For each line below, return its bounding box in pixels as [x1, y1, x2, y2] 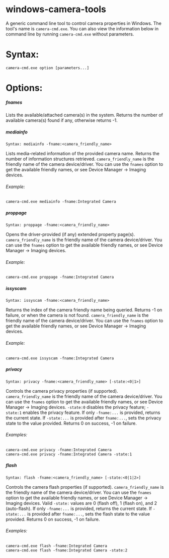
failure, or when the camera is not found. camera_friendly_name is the [6, 312, 149, 318]
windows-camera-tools [6, 4, 107, 15]
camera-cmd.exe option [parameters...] [6, 65, 90, 70]
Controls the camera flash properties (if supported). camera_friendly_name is [6, 484, 164, 490]
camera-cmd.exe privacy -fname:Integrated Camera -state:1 [6, 451, 132, 457]
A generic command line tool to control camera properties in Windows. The [6, 20, 161, 26]
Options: [6, 82, 43, 94]
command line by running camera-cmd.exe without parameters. [6, 31, 134, 37]
